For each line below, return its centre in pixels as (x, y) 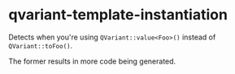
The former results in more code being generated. (92, 61)
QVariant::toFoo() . (41, 45)
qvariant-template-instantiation (118, 15)
